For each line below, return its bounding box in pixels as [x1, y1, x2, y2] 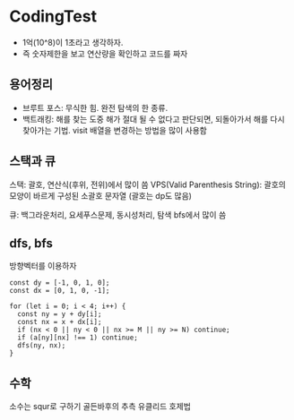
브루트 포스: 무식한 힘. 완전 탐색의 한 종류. [22, 102, 169, 113]
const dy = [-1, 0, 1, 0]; [9, 279, 110, 287]
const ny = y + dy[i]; [17, 310, 102, 319]
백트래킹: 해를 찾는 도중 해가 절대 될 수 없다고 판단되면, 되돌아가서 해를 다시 [22, 114, 285, 124]
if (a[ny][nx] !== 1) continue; [17, 333, 139, 342]
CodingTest [9, 6, 97, 27]
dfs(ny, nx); [17, 341, 66, 350]
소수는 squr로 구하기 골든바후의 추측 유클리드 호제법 [9, 401, 191, 412]
